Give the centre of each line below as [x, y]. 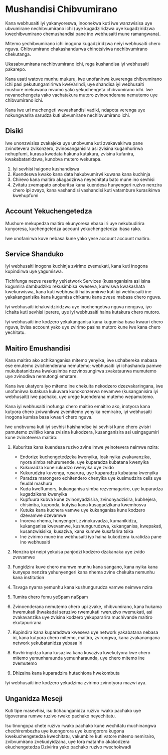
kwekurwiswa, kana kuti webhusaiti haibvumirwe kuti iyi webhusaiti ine [78, 292]
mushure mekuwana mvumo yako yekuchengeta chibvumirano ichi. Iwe [79, 89]
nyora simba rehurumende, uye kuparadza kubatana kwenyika [84, 462]
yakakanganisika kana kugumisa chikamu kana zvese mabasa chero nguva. [83, 297]
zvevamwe [24, 557]
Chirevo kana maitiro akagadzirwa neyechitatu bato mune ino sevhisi [83, 179]
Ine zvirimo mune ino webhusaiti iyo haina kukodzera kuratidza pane [91, 537]
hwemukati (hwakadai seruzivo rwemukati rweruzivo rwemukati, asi [82, 612]
